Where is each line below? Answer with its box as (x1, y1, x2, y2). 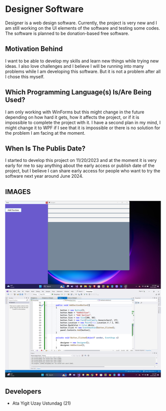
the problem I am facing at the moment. (5, 130, 85, 136)
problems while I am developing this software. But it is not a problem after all (5, 68, 161, 74)
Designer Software (5, 3, 84, 15)
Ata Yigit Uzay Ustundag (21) (12, 400, 71, 406)
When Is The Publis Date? (5, 144, 85, 153)
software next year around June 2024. (5, 173, 83, 179)
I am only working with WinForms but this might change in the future (5, 109, 145, 115)
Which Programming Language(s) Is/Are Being (5, 88, 152, 97)
